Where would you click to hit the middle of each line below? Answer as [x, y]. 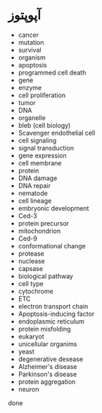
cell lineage [35, 200]
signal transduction [46, 148]
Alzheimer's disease [47, 366]
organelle [32, 118]
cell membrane [40, 163]
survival [30, 50]
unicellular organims [47, 343]
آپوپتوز [25, 15]
